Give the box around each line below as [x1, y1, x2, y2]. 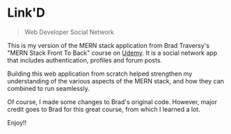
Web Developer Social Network [24, 28, 115, 36]
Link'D [7, 5, 45, 21]
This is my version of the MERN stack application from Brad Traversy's [7, 41, 210, 49]
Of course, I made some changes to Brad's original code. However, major [7, 97, 218, 106]
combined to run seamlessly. [7, 84, 90, 92]
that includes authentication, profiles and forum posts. [7, 56, 162, 64]
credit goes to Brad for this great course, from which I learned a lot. [7, 105, 200, 113]
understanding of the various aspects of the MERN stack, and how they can [7, 76, 225, 85]
